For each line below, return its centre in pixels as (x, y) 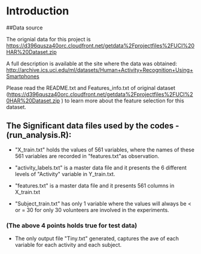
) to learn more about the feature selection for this (123, 101)
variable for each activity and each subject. (68, 245)
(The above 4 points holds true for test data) (72, 225)
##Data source (25, 28)
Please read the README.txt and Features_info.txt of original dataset (91, 87)
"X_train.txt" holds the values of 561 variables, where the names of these (104, 149)
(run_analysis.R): (39, 135)
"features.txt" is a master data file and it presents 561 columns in (95, 185)
